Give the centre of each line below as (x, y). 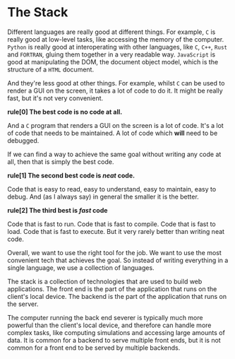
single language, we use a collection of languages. (81, 267)
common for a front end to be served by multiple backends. (94, 348)
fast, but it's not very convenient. (55, 98)
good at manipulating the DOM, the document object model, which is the (113, 61)
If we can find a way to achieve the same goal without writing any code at (114, 154)
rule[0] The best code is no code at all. (65, 112)
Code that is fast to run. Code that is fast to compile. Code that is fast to (112, 224)
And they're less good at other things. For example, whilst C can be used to (116, 83)
